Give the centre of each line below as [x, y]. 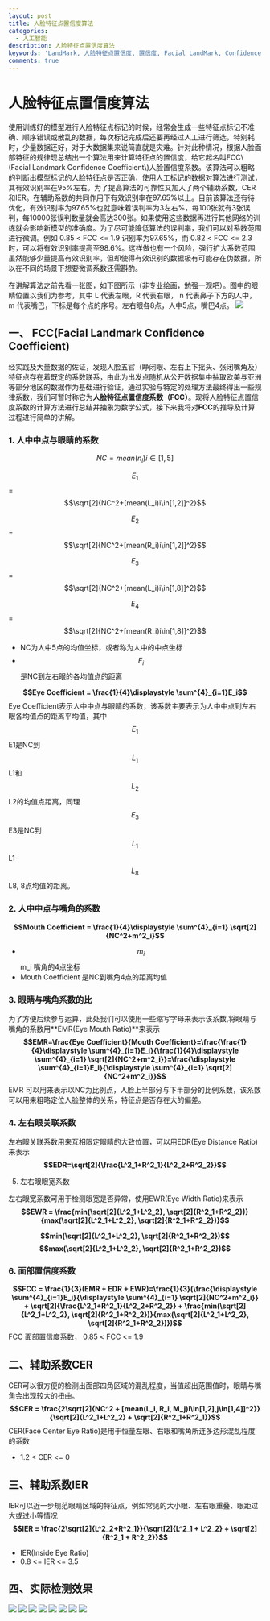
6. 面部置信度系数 [42, 1271]
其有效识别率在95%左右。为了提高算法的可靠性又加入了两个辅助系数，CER [132, 187]
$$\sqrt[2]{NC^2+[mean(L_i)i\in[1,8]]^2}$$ [135, 588]
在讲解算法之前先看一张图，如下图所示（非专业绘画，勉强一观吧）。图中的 [130, 285]
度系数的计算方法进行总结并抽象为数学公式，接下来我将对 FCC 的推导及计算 [132, 407]
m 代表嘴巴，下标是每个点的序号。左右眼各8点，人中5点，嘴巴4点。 [121, 305]
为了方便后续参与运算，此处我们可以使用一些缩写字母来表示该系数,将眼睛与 [133, 1018]
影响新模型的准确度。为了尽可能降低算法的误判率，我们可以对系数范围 [145, 227]
